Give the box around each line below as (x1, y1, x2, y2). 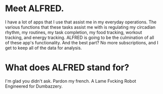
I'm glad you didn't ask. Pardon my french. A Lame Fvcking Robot (5, 78, 136, 84)
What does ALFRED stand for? (5, 62, 129, 73)
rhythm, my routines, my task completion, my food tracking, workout (5, 29, 143, 35)
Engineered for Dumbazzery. (5, 83, 63, 89)
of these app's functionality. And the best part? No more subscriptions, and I (5, 39, 159, 45)
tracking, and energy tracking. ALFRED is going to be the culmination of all (5, 35, 154, 40)
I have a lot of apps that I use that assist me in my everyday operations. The (5, 19, 157, 25)
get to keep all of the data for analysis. (5, 45, 82, 51)
